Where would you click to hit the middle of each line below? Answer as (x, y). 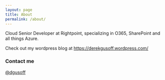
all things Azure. (22, 38)
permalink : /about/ (26, 19)
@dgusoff (16, 72)
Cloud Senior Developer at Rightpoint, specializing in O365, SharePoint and (83, 33)
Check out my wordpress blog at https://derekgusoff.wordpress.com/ (77, 48)
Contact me (20, 61)
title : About (19, 14)
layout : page (19, 10)
